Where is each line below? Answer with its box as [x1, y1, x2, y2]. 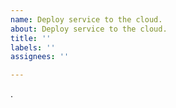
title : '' [10, 33, 52, 43]
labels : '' [10, 42, 56, 53]
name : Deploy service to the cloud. [10, 14, 163, 25]
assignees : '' [10, 52, 70, 62]
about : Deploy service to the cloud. [10, 24, 168, 34]
